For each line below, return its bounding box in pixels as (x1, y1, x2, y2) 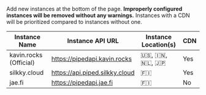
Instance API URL (67, 37, 120, 45)
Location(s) (141, 40, 176, 48)
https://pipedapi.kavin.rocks (51, 55, 132, 63)
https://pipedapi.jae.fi (51, 78, 113, 86)
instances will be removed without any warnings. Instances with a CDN (6, 12, 190, 19)
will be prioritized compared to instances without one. (6, 18, 142, 25)
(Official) (9, 58, 35, 67)
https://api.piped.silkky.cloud (51, 69, 135, 77)
